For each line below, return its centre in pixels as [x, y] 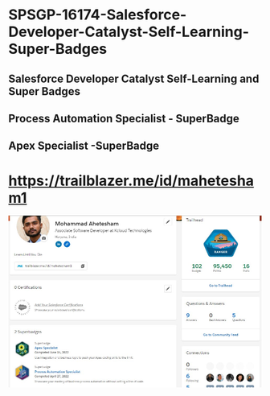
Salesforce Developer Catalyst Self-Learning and [134, 78]
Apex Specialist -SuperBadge [84, 146]
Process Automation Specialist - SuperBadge [124, 118]
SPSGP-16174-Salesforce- [98, 15]
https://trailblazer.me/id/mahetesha [131, 181]
